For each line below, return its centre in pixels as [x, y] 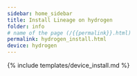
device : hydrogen [32, 46]
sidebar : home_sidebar [40, 13]
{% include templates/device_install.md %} [68, 65]
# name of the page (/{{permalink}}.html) [69, 33]
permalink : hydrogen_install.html [57, 39]
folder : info [26, 26]
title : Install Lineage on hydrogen [60, 20]
